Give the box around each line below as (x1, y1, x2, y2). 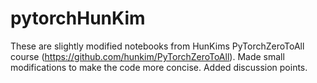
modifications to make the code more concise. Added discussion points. (10, 61, 308, 73)
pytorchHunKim (10, 7, 146, 30)
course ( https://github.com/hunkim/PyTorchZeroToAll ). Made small (10, 50, 285, 62)
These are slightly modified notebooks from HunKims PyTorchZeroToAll (10, 40, 305, 52)
